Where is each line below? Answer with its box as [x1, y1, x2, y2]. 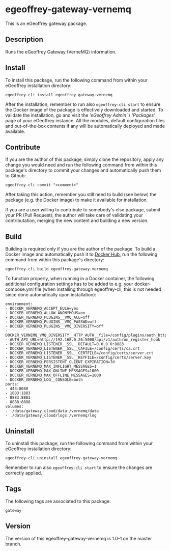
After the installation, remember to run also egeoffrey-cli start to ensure [5, 101, 161, 107]
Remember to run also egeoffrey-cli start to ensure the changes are [5, 464, 153, 471]
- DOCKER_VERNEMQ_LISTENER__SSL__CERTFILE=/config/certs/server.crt [5, 350, 154, 356]
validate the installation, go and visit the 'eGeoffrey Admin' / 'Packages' [5, 112, 155, 118]
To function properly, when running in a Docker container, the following [5, 275, 155, 282]
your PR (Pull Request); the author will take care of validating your [5, 212, 144, 218]
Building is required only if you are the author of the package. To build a [5, 246, 156, 252]
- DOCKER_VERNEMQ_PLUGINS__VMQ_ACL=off [5, 315, 90, 320]
